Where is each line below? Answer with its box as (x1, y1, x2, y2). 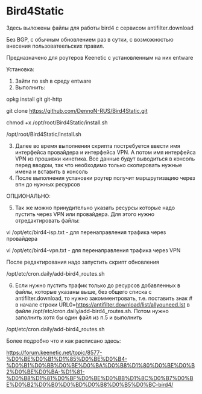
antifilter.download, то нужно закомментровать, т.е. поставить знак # (14, 294, 193, 302)
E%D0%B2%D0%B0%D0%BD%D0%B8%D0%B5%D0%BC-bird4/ (6, 381, 174, 388)
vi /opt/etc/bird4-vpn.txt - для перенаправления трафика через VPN (6, 246, 181, 254)
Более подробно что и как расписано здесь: (6, 337, 121, 345)
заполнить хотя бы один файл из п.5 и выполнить (14, 314, 142, 321)
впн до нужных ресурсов (14, 180, 80, 188)
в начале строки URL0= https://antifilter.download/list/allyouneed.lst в (14, 300, 190, 308)
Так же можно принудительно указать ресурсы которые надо (14, 204, 175, 211)
